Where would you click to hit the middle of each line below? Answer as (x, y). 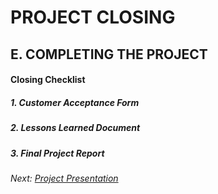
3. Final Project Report (57, 153)
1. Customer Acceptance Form (75, 102)
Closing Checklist (48, 80)
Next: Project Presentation (64, 178)
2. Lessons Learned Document (75, 128)
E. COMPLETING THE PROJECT (109, 54)
